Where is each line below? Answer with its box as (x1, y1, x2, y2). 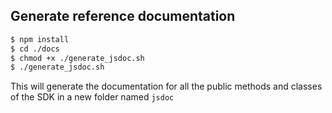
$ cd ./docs (10, 44, 60, 54)
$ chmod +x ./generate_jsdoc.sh (10, 53, 145, 63)
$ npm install (10, 34, 70, 44)
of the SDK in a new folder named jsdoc (10, 91, 175, 103)
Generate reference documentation (10, 8, 236, 25)
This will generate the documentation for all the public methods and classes (10, 80, 323, 93)
